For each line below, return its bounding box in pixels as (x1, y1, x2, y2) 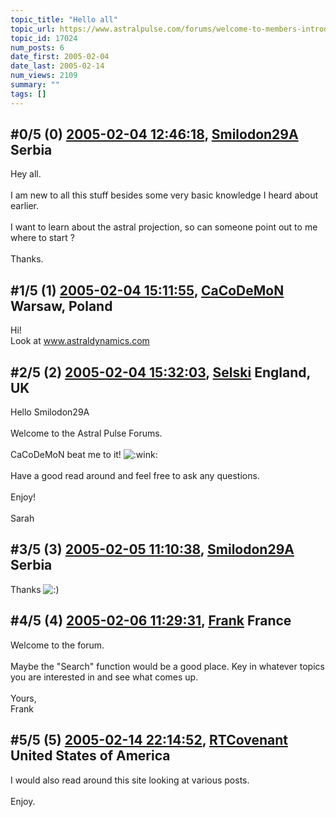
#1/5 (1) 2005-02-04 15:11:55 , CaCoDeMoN (10, 282, 285, 299)
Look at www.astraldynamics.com (10, 335, 150, 347)
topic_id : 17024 (10, 33, 78, 43)
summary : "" (10, 80, 60, 90)
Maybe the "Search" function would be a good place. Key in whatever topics (10, 660, 325, 672)
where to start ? (10, 232, 75, 244)
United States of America (10, 747, 171, 765)
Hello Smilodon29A (10, 406, 90, 418)
